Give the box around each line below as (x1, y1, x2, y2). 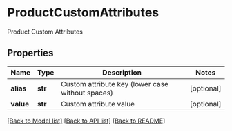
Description (102, 67, 142, 77)
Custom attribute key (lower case (61, 79, 169, 88)
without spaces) (61, 88, 114, 97)
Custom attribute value (61, 99, 135, 108)
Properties (7, 47, 54, 59)
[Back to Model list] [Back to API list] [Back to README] (7, 117, 166, 125)
